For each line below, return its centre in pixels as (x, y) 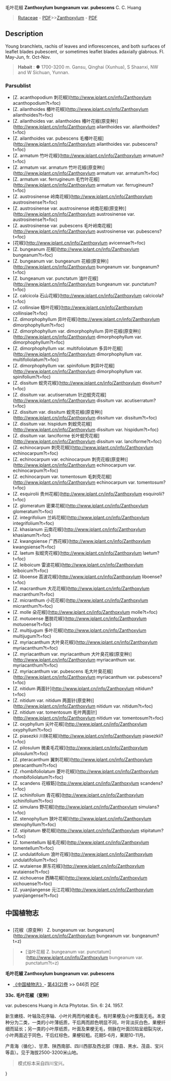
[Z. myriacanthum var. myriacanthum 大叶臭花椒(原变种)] (72, 654)
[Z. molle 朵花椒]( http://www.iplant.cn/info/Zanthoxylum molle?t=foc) (85, 612)
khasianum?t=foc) (32, 535)
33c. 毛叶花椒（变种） (28, 995)
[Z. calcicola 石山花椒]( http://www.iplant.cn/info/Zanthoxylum (77, 296)
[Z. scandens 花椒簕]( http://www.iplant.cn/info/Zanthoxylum (76, 783)
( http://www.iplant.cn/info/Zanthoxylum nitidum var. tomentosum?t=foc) (88, 718)
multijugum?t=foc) (32, 636)
